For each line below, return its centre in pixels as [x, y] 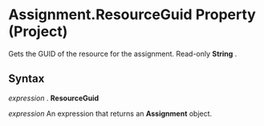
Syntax [26, 79]
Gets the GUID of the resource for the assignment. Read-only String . [123, 53]
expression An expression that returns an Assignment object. [110, 113]
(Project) [38, 31]
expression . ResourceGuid [54, 98]
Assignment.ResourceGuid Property [132, 15]
